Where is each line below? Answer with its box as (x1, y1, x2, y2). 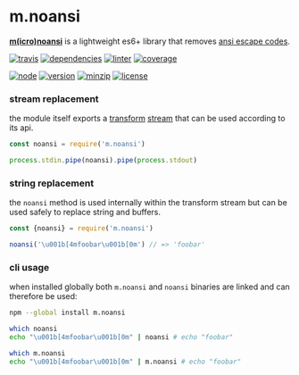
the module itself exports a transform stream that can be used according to (9, 113, 286, 124)
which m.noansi (9, 348, 66, 358)
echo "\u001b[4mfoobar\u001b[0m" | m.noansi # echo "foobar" (9, 357, 242, 366)
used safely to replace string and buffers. (9, 207, 162, 218)
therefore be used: (9, 291, 78, 302)
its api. (9, 122, 34, 133)
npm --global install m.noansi (9, 308, 126, 318)
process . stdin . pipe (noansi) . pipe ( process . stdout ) (9, 156, 198, 165)
